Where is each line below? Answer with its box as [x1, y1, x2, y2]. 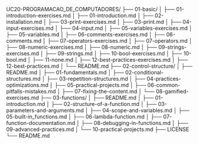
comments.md [6, 37, 42, 44]
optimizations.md [6, 82, 49, 89]
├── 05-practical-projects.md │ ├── [54, 82, 147, 89]
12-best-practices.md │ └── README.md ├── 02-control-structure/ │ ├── [6, 62, 193, 70]
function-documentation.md [6, 120, 76, 126]
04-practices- [147, 75, 182, 82]
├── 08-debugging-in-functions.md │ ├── [81, 120, 188, 126]
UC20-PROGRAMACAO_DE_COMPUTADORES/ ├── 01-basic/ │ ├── [6, 6, 175, 12]
